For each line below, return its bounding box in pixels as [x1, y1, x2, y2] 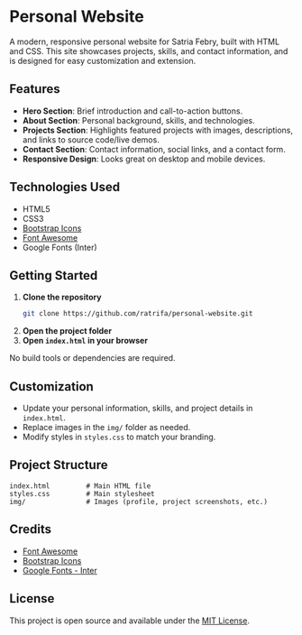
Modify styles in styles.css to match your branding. [22, 431, 216, 443]
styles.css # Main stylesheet [9, 489, 155, 498]
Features [9, 81, 60, 97]
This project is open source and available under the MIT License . [9, 615, 251, 626]
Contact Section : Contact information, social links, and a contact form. [22, 143, 286, 154]
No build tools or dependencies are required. [9, 353, 176, 364]
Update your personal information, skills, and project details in [22, 403, 253, 414]
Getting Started [9, 268, 98, 283]
